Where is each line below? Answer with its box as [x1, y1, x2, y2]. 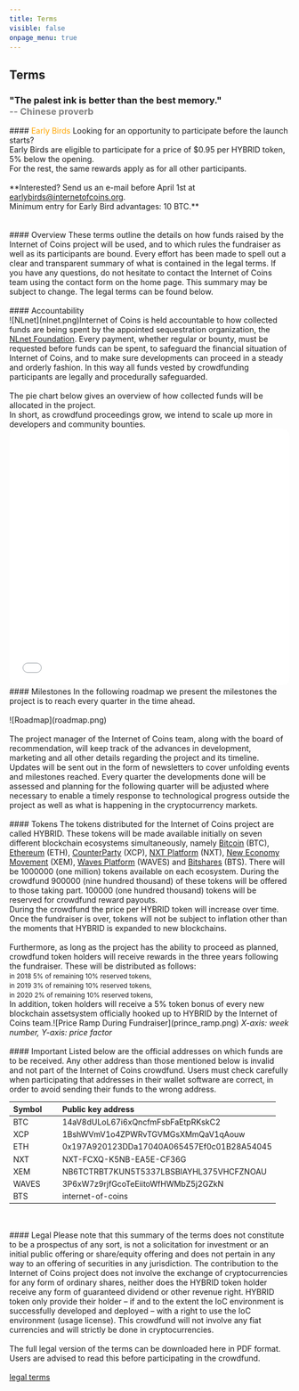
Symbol [12, 1103, 43, 1114]
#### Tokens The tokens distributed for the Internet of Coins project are [9, 819, 274, 830]
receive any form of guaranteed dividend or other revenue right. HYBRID [9, 1286, 275, 1297]
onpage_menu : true [9, 33, 77, 42]
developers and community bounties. [9, 419, 146, 430]
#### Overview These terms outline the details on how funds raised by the [9, 230, 285, 241]
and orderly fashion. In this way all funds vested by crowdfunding [9, 362, 249, 373]
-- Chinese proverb [9, 105, 94, 118]
